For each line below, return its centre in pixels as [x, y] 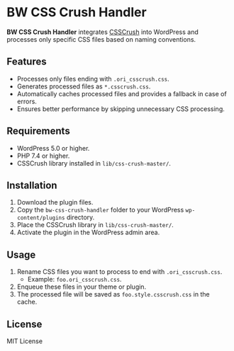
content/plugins [41, 218]
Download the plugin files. [55, 202]
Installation [32, 185]
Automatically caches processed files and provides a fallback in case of [122, 93]
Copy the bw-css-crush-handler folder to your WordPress [100, 210]
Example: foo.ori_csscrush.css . [74, 280]
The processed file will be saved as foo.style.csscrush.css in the [113, 294]
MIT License [25, 341]
